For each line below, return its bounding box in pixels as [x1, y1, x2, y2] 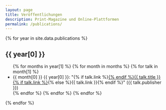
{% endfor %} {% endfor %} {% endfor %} [12, 90, 102, 96]
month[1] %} [12, 69, 39, 75]
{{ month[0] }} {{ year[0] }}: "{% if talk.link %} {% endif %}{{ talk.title [12, 74, 156, 80]
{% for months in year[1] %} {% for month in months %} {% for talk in [12, 64, 158, 70]
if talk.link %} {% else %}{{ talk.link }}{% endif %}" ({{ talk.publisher [20, 79, 161, 86]
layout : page [5, 7, 33, 13]
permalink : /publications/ [5, 21, 62, 27]
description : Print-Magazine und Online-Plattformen [5, 17, 119, 22]
